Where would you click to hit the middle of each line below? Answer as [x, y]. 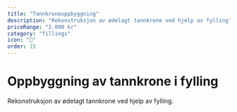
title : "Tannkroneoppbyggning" [53, 14]
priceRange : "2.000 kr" [42, 27]
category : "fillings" [39, 33]
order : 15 [22, 46]
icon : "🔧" [22, 40]
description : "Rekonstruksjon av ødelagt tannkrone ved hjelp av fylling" [120, 20]
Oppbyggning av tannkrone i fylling [113, 81]
